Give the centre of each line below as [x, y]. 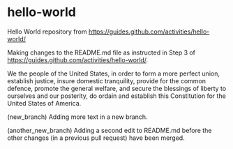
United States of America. [44, 103]
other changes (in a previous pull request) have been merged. [96, 138]
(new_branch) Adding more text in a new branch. [77, 117]
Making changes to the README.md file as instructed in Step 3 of [102, 52]
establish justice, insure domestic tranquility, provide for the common [106, 80]
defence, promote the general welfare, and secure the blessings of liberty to [117, 88]
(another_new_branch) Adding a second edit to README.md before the [110, 130]
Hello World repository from [47, 31]
